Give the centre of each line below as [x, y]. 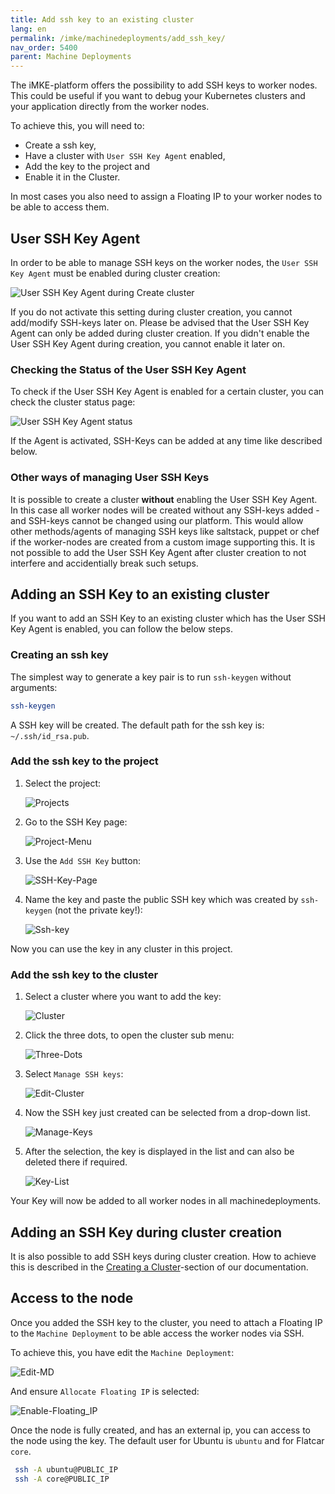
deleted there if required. [76, 1162]
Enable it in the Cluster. [72, 177]
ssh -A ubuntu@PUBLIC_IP [66, 1469]
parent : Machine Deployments [71, 57]
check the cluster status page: [73, 402]
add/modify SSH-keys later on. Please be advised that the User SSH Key [160, 322]
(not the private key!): [98, 910]
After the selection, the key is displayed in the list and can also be [159, 1152]
